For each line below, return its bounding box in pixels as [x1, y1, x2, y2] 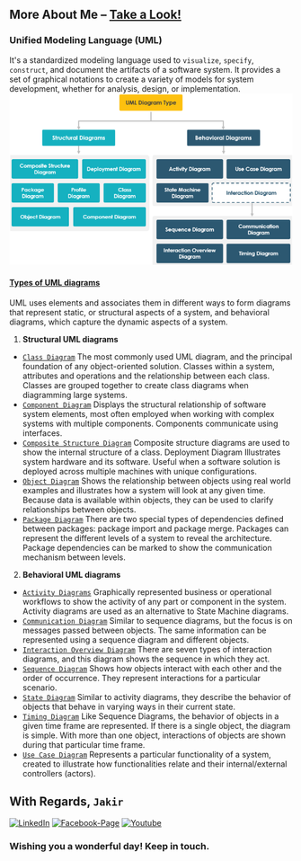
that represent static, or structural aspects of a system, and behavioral [9, 306, 270, 317]
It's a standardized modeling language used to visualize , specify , [9, 54, 254, 66]
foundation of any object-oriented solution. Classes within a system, [22, 360, 276, 371]
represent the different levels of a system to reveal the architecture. [22, 532, 272, 543]
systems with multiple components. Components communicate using [22, 418, 279, 429]
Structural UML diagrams [22, 333, 119, 344]
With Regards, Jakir [9, 794, 124, 810]
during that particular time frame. [22, 739, 146, 750]
